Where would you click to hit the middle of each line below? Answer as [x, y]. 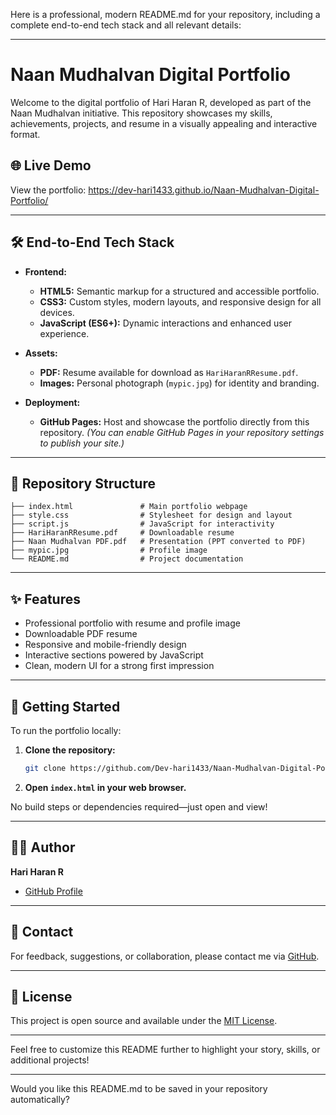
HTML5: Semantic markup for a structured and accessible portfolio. [179, 291]
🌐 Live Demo [51, 165]
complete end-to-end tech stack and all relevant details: [126, 25]
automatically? [40, 1100]
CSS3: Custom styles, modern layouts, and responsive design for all [180, 301]
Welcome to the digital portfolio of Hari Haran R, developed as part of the [161, 102]
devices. [57, 312]
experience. [64, 333]
